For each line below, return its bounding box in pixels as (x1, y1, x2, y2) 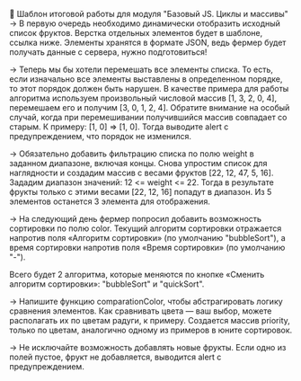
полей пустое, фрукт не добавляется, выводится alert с (9, 351, 222, 362)
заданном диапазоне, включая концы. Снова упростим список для (9, 158, 268, 168)
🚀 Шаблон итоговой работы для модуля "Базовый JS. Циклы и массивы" (9, 9, 289, 19)
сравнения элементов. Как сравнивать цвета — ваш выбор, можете (9, 306, 272, 316)
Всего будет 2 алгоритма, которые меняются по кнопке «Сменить (9, 270, 265, 279)
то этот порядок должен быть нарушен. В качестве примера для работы (9, 84, 289, 93)
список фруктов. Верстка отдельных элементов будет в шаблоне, (9, 28, 263, 38)
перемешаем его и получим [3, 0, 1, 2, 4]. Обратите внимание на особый (9, 102, 290, 112)
